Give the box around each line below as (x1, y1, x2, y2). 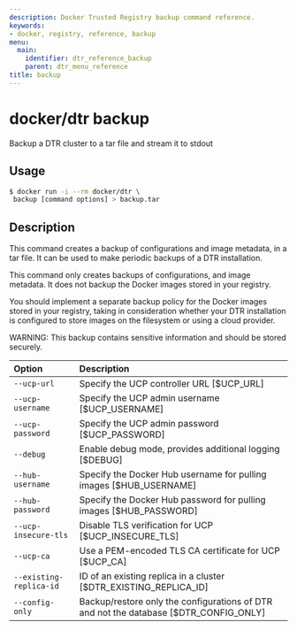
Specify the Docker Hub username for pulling (79, 468, 267, 480)
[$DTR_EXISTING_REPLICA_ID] (79, 581, 209, 594)
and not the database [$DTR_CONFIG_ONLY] (79, 607, 266, 619)
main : (17, 46, 38, 55)
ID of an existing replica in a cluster (79, 570, 225, 582)
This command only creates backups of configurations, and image (9, 270, 251, 280)
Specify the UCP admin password (79, 418, 219, 430)
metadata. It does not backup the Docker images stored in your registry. (9, 280, 271, 290)
